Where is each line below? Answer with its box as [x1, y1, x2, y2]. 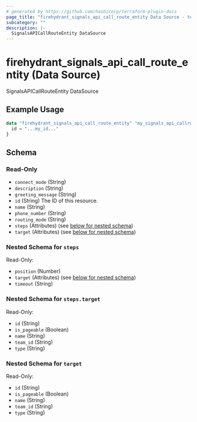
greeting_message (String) [14, 191, 77, 198]
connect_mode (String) [14, 179, 66, 186]
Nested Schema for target [6, 359, 82, 367]
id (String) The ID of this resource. [14, 197, 98, 205]
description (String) [14, 185, 63, 192]
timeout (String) [14, 280, 53, 287]
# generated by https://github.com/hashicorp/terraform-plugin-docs [6, 8, 177, 15]
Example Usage [6, 105, 64, 115]
